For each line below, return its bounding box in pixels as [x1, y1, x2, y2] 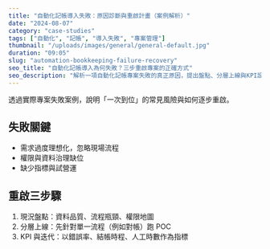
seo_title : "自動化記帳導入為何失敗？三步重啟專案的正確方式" [8, 64, 193, 72]
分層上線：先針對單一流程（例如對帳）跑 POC [19, 222, 171, 231]
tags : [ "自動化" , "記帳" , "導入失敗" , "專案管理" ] [8, 34, 166, 43]
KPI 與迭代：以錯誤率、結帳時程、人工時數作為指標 [19, 232, 189, 242]
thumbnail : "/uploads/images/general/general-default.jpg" [8, 42, 211, 50]
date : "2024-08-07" [8, 19, 74, 27]
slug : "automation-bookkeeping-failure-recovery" [8, 57, 178, 65]
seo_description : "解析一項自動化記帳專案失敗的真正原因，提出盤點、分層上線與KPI [8, 71, 258, 80]
